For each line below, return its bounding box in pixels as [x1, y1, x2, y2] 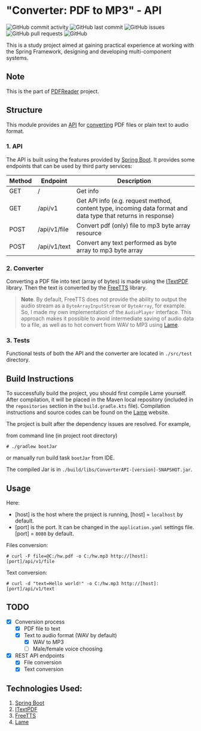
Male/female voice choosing [32, 645, 103, 652]
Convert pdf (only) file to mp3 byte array [76, 221, 190, 229]
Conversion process [14, 618, 65, 625]
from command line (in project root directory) [6, 432, 118, 439]
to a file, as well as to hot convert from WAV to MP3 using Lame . [20, 321, 179, 329]
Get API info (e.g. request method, [76, 196, 172, 205]
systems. [6, 54, 29, 61]
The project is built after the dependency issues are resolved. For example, [6, 420, 191, 428]
